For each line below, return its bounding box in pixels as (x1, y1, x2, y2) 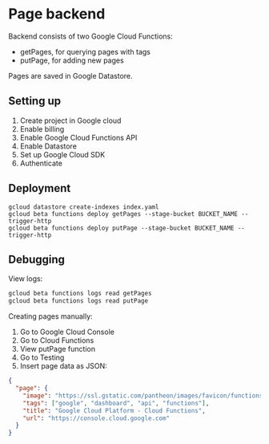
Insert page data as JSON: (19, 361, 107, 371)
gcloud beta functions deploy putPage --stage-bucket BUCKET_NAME (8, 224, 235, 232)
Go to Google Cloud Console (19, 327, 114, 337)
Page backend (8, 5, 106, 23)
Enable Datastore (19, 141, 78, 151)
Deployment (8, 181, 71, 195)
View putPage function (19, 344, 96, 354)
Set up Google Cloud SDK (19, 149, 106, 159)
